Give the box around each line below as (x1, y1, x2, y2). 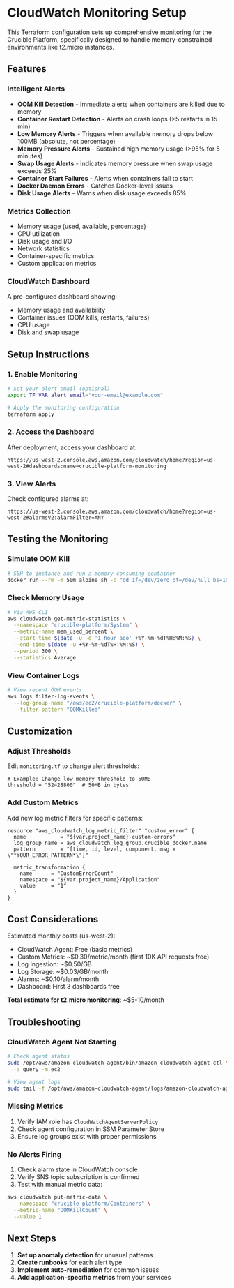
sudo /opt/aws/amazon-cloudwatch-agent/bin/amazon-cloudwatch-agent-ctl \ (7, 1059, 229, 1066)
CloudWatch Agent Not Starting (7, 1037, 117, 1047)
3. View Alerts (7, 479, 56, 488)
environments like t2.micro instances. (7, 43, 115, 51)
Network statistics (17, 244, 70, 253)
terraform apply (7, 410, 54, 418)
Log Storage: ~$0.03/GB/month (17, 968, 109, 976)
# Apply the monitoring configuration (7, 404, 120, 411)
